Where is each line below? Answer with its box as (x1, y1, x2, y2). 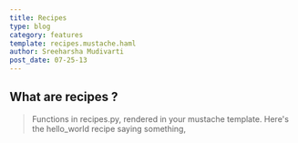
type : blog (9, 22, 51, 31)
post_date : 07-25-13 (9, 56, 88, 65)
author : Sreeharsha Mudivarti (9, 47, 125, 56)
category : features (9, 30, 84, 39)
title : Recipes (9, 13, 67, 23)
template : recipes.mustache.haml (9, 38, 137, 48)
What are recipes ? (9, 89, 118, 105)
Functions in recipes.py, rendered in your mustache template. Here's (31, 113, 290, 124)
